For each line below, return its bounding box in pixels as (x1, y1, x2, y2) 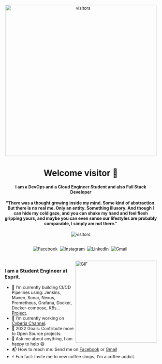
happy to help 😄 (11, 341, 45, 347)
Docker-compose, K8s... (11, 305, 60, 311)
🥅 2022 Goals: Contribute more (11, 326, 74, 332)
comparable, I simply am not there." (44, 221, 118, 227)
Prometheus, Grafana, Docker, (11, 300, 72, 306)
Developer (70, 189, 91, 195)
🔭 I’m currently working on (11, 315, 64, 321)
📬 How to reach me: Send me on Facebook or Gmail (11, 347, 118, 352)
